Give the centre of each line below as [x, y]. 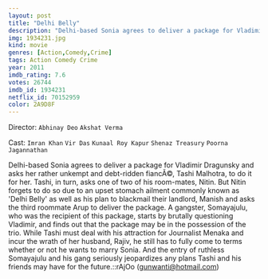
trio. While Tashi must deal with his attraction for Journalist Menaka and [126, 233]
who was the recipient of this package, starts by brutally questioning [121, 216]
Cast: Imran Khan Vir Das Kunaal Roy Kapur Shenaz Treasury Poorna [118, 143]
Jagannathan [28, 151]
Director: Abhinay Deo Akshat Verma [66, 128]
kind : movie [28, 45]
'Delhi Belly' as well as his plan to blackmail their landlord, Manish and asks [132, 199]
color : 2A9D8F [32, 104]
